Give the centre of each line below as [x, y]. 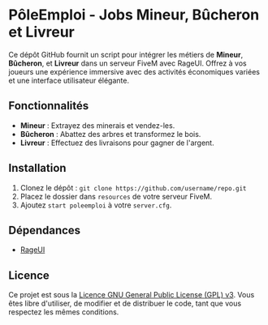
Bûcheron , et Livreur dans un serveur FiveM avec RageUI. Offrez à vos [128, 63]
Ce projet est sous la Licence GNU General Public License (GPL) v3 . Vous [132, 295]
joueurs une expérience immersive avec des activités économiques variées [134, 71]
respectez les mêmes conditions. [64, 312]
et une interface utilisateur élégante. [69, 80]
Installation [37, 168]
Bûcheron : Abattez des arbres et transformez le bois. [110, 134]
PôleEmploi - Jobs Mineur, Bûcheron [134, 15]
